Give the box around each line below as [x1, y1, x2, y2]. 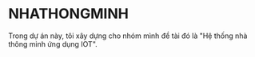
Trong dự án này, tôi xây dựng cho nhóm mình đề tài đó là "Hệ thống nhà [8, 31, 248, 40]
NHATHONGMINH [8, 5, 129, 23]
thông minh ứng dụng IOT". [8, 39, 98, 48]
